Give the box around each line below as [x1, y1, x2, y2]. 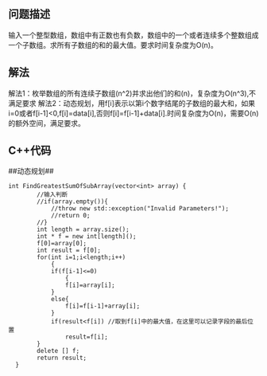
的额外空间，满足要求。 [8, 118, 85, 127]
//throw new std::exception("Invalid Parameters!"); [50, 205, 229, 213]
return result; [37, 354, 87, 362]
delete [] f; [37, 347, 80, 355]
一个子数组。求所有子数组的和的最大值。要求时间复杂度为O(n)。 [8, 40, 219, 49]
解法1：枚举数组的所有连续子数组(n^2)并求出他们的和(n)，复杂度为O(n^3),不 [8, 88, 257, 98]
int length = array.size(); [37, 225, 130, 233]
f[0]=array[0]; [37, 240, 87, 248]
